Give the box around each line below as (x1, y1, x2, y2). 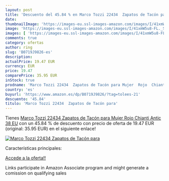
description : (5, 54, 33, 59)
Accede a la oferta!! (5, 155, 46, 161)
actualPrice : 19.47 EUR (5, 59, 55, 64)
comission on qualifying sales (5, 170, 67, 176)
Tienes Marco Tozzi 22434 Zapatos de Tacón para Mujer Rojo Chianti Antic (5, 115, 161, 121)
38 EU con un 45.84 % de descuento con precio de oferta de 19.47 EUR (5, 120, 154, 127)
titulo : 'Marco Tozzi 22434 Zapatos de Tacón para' (5, 101, 118, 106)
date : (5, 17, 17, 22)
